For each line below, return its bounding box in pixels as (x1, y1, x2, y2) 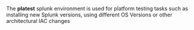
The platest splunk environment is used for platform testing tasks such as (6, 5, 189, 12)
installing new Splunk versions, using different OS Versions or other (6, 11, 172, 18)
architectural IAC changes (6, 18, 71, 24)
